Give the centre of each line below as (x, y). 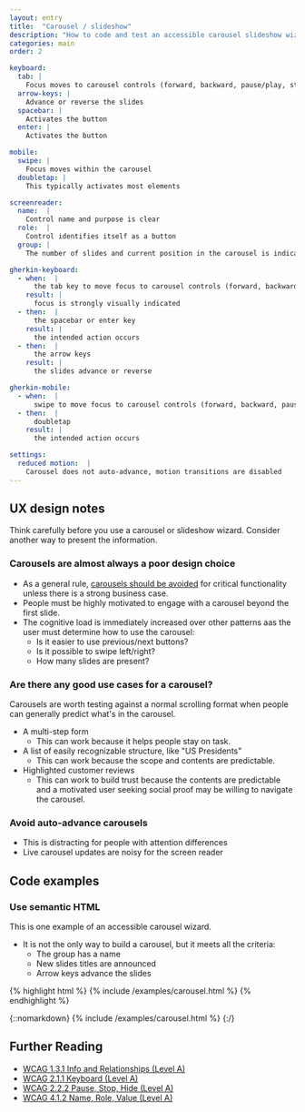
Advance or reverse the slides (85, 102)
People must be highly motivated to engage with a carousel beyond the (156, 602)
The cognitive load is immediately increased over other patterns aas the (157, 622)
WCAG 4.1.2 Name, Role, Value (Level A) (98, 1097)
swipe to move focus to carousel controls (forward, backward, (156, 404)
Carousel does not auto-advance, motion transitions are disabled (154, 471)
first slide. (41, 612)
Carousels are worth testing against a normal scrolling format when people (149, 704)
